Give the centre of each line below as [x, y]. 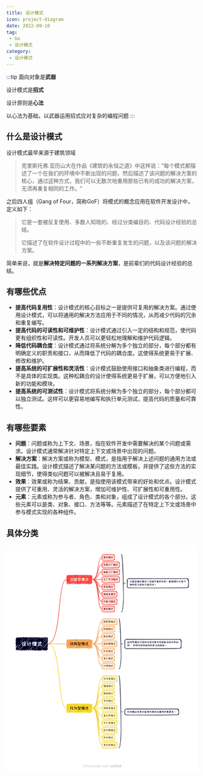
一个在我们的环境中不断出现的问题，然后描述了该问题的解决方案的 [115, 173]
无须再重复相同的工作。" [52, 188]
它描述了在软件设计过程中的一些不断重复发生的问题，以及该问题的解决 [109, 242]
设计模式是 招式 [25, 90]
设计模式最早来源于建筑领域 [41, 152]
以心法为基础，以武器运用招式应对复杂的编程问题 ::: [71, 115]
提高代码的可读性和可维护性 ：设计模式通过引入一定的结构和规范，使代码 [105, 330]
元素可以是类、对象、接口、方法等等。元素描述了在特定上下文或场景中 [108, 504]
